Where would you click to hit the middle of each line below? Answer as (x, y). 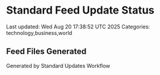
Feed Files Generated (46, 52)
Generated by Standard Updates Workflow (58, 66)
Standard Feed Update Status (80, 10)
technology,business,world (39, 32)
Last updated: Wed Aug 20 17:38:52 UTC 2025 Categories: (78, 27)
